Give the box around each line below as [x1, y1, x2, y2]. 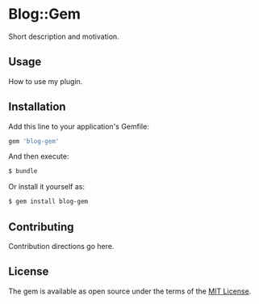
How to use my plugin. [8, 76, 83, 86]
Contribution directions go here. [8, 242, 115, 251]
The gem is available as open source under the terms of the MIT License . [8, 286, 252, 296]
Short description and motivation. [8, 32, 119, 41]
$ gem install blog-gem [8, 197, 89, 206]
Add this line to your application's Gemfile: [8, 121, 149, 131]
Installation [8, 100, 66, 114]
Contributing [8, 220, 74, 234]
